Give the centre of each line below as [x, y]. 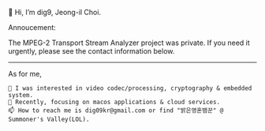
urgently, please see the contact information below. [91, 51]
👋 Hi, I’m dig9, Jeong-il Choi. [54, 12]
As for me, [25, 74]
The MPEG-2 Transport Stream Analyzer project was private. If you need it [129, 43]
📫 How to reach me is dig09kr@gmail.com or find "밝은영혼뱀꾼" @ [116, 110]
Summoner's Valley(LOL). [49, 119]
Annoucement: [32, 27]
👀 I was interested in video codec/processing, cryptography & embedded [130, 88]
